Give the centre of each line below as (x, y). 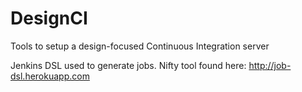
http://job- (270, 65)
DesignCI (49, 18)
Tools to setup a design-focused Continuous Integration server (140, 46)
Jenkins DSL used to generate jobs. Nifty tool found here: (128, 65)
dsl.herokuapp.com (50, 76)
